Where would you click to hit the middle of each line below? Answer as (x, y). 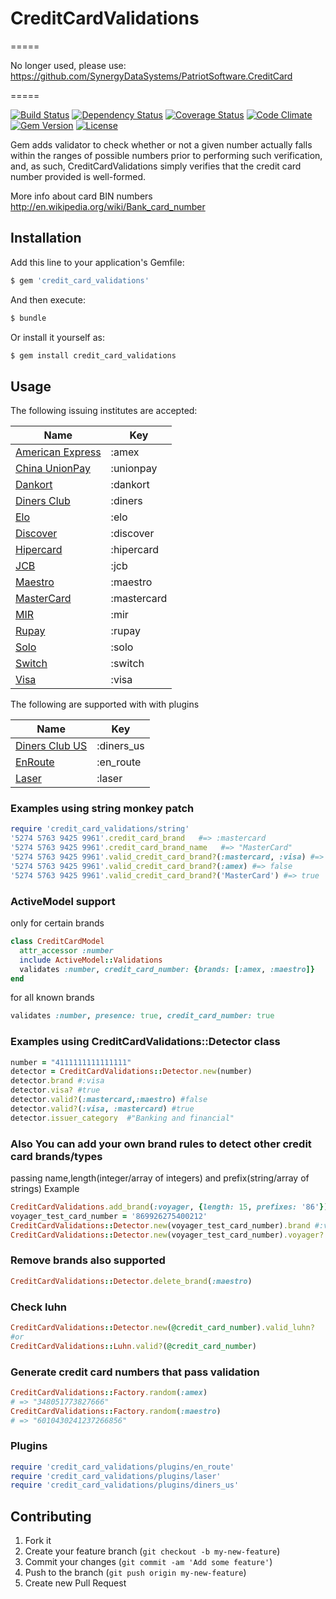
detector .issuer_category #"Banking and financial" (122, 1118)
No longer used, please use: (68, 65)
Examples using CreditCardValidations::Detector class (145, 1042)
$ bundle (28, 318)
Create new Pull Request (75, 1583)
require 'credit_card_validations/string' (100, 829)
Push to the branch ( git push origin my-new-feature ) (135, 1573)
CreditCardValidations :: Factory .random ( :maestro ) (116, 1411)
